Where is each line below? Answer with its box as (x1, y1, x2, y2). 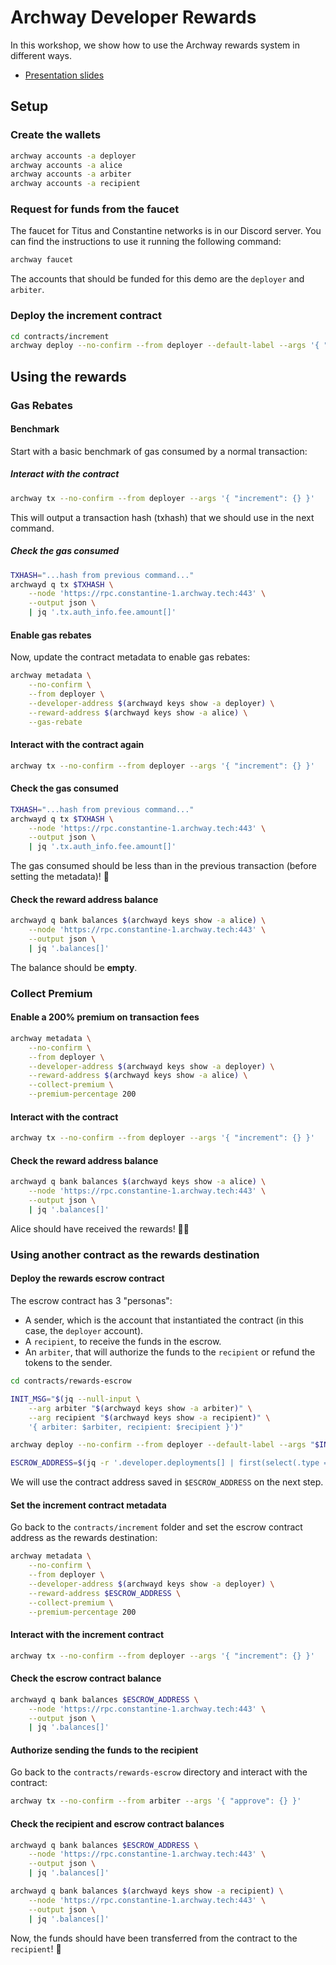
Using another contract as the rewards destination (10, 1247, 260, 1261)
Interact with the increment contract (10, 1629, 165, 1641)
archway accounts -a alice (10, 160, 123, 170)
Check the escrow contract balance (10, 1672, 162, 1685)
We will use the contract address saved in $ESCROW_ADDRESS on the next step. (10, 1476, 324, 1488)
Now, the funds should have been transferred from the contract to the (10, 1932, 298, 1944)
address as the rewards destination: (10, 1532, 158, 1544)
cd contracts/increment (10, 331, 110, 341)
